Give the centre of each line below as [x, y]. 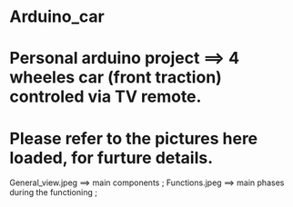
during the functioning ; [54, 192]
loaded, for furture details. [111, 158]
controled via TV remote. [106, 97]
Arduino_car [57, 17]
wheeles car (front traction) [116, 78]
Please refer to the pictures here [134, 138]
